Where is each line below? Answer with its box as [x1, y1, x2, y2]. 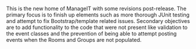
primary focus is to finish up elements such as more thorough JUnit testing [6, 11, 189, 18]
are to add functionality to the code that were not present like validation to [6, 24, 188, 31]
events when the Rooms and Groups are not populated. [6, 37, 142, 43]
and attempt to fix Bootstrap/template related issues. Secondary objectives [6, 18, 191, 24]
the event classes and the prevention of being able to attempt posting [6, 30, 177, 37]
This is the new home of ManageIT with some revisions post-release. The [6, 5, 186, 12]
